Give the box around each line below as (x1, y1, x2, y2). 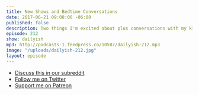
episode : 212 (6, 31, 38, 37)
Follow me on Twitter (14, 75, 66, 83)
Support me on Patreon (14, 81, 72, 89)
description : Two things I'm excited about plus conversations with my (6, 25, 187, 31)
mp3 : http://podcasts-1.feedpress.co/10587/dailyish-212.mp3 (6, 42, 161, 48)
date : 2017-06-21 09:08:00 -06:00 (6, 14, 92, 20)
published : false (6, 20, 49, 26)
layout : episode (6, 53, 46, 59)
